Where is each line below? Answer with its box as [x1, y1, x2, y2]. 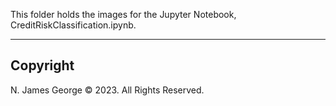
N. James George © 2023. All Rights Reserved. [10, 84, 205, 96]
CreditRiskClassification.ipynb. [10, 19, 137, 31]
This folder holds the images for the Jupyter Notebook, [10, 9, 237, 20]
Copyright [10, 57, 75, 74]
